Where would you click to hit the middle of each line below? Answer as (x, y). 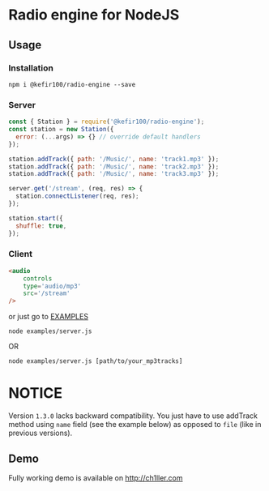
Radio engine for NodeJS (94, 15)
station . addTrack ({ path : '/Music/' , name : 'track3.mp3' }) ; (114, 174)
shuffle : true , (41, 226)
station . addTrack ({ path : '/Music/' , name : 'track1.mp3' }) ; (114, 159)
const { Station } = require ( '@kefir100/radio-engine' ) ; (107, 122)
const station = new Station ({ (61, 130)
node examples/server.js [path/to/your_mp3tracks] (96, 361)
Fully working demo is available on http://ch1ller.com (96, 478)
